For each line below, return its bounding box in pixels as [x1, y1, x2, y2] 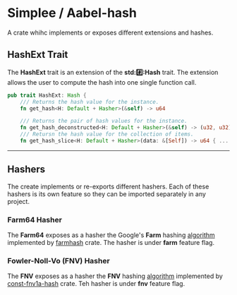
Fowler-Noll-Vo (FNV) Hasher [7, 255, 111, 265]
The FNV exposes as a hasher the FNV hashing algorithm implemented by [7, 272, 224, 280]
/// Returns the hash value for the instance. [20, 98, 159, 105]
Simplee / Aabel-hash [7, 5, 138, 21]
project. [7, 197, 30, 205]
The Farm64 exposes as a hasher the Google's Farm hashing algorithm [7, 231, 215, 239]
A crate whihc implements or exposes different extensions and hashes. [7, 28, 214, 37]
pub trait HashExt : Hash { [7, 92, 87, 99]
